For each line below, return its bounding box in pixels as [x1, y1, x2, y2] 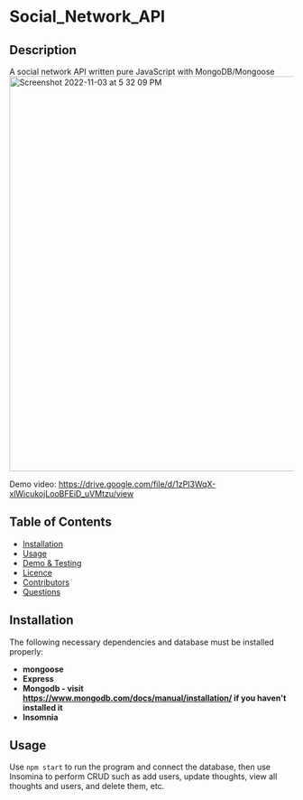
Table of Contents [9, 515, 113, 530]
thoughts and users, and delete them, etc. [9, 781, 165, 792]
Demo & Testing [22, 557, 82, 568]
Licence [22, 567, 52, 578]
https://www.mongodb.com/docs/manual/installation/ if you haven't [22, 693, 287, 703]
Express [22, 673, 54, 684]
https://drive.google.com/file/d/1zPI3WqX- [58, 479, 216, 489]
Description [9, 42, 77, 58]
